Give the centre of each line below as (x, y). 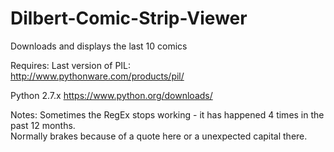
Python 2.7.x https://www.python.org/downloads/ (111, 95)
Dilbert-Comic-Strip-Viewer (129, 18)
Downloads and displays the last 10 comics (99, 46)
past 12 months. (43, 125)
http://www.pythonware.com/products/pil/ (97, 76)
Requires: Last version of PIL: (71, 65)
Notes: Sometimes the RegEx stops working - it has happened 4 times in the (167, 114)
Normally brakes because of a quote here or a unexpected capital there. (159, 136)
